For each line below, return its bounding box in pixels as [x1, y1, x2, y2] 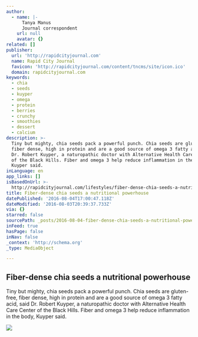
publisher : [6, 47, 33, 53]
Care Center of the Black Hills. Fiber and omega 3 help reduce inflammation [6, 307, 190, 314]
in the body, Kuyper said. [6, 313, 67, 320]
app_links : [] [6, 174, 41, 180]
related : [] [6, 42, 35, 48]
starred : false [6, 212, 44, 218]
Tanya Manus [21, 20, 51, 25]
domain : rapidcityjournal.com [11, 69, 85, 75]
